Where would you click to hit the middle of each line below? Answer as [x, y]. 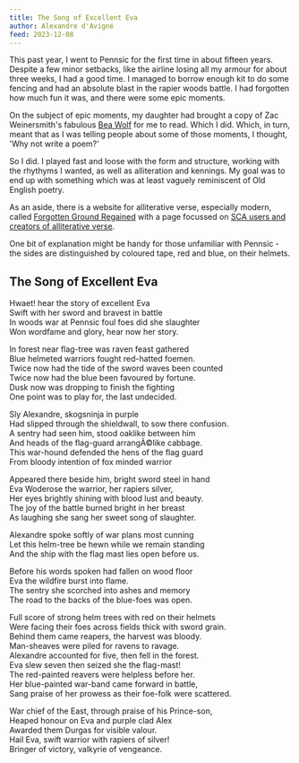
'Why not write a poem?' [55, 144]
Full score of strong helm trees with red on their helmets [113, 618]
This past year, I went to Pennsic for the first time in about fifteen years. [141, 60]
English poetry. [37, 190]
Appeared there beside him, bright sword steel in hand [110, 479]
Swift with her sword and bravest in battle [86, 313]
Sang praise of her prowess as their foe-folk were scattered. [120, 694]
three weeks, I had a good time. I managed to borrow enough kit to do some [149, 79]
